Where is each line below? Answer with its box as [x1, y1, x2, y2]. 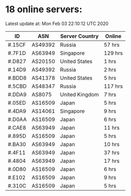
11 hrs [103, 124, 120, 131]
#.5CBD [8, 83, 27, 90]
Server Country [60, 32, 99, 39]
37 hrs [103, 149, 120, 156]
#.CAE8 [8, 124, 27, 131]
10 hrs [103, 140, 120, 148]
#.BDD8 [8, 74, 27, 81]
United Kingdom [60, 91, 99, 98]
